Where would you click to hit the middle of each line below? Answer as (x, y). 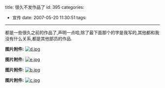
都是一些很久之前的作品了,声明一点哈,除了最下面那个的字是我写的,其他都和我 (82, 33)
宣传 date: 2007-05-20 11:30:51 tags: (49, 18)
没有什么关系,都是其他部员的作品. (39, 39)
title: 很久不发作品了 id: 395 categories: (45, 7)
